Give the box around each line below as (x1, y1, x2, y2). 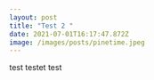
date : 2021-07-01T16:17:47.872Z (9, 29, 129, 38)
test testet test (9, 62, 62, 73)
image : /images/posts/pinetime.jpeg (9, 37, 145, 47)
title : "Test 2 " (9, 21, 74, 30)
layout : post (9, 12, 58, 22)
